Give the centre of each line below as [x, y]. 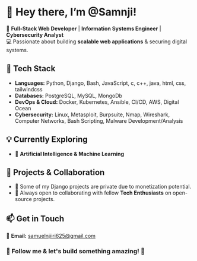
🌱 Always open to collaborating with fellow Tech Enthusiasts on [93, 193]
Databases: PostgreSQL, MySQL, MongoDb [69, 96]
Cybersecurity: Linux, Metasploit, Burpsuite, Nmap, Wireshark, [92, 114]
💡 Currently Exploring [47, 140]
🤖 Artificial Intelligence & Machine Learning [69, 154]
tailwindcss [28, 89]
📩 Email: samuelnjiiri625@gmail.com [51, 236]
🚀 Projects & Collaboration [55, 172]
